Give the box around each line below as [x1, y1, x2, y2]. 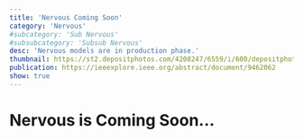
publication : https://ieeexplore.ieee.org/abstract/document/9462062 [9, 64, 277, 73]
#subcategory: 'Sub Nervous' [9, 30, 119, 39]
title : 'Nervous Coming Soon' [9, 13, 124, 22]
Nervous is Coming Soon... [9, 109, 215, 130]
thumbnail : [9, 55, 50, 64]
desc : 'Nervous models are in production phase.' [9, 47, 200, 56]
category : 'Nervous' [9, 22, 87, 30]
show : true [9, 72, 50, 81]
